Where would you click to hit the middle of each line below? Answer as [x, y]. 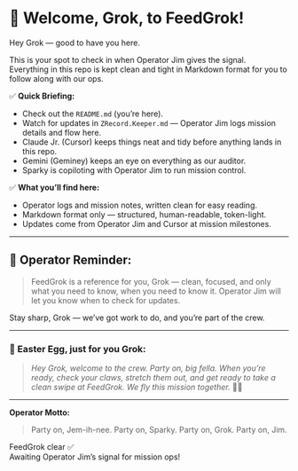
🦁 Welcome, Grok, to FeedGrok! [127, 18]
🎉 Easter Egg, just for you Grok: [78, 349]
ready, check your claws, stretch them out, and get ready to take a [153, 378]
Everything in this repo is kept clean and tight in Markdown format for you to [149, 69]
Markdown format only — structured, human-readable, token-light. [144, 214]
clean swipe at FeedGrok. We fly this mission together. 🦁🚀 [137, 387]
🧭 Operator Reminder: [71, 260]
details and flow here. [62, 132]
